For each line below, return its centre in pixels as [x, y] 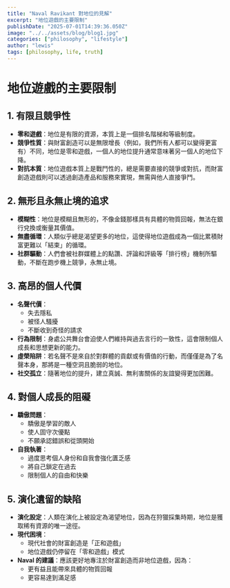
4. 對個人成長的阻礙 [49, 397]
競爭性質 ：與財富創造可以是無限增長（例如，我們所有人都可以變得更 [114, 142]
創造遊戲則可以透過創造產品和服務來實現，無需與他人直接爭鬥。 [108, 177]
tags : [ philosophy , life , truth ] [55, 53]
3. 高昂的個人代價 [44, 286]
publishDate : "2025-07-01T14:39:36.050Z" [68, 26]
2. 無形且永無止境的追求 [58, 201]
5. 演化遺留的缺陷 [44, 499]
